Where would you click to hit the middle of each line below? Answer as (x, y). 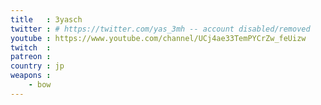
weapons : (31, 76)
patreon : (31, 57)
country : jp (37, 66)
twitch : (31, 47)
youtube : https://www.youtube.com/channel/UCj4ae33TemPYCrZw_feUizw (158, 38)
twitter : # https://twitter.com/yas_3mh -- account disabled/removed (160, 29)
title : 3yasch (46, 19)
